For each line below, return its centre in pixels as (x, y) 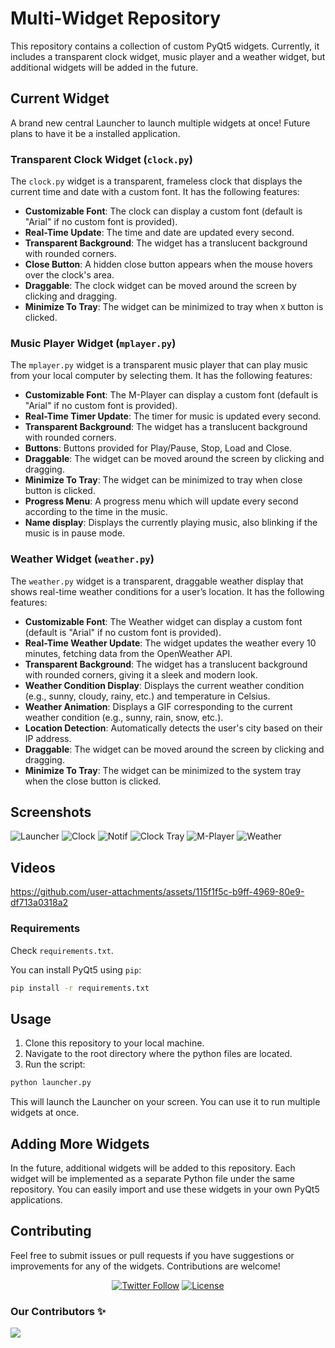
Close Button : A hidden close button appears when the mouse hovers (168, 264)
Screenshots (51, 812)
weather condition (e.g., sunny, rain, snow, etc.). (124, 717)
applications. (36, 1199)
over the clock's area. (69, 275)
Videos (33, 867)
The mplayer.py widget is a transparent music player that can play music (159, 365)
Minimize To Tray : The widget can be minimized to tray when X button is (174, 307)
